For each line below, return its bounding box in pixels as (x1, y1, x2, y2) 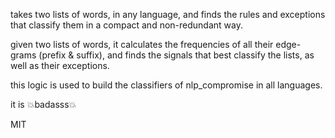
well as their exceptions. (10, 60, 110, 71)
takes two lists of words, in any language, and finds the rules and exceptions (10, 9, 326, 20)
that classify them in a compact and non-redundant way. (10, 19, 243, 31)
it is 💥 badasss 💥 (10, 99, 77, 110)
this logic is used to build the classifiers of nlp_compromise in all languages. (10, 79, 323, 91)
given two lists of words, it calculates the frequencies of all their (10, 39, 274, 50)
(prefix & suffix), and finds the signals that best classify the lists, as (38, 49, 315, 61)
